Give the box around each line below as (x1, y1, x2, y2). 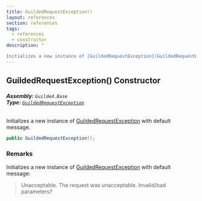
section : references (6, 20, 58, 26)
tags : (6, 25, 20, 32)
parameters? (20, 188, 53, 195)
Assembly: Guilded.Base (6, 92, 68, 99)
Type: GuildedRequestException (6, 99, 85, 106)
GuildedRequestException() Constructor (6, 76, 161, 86)
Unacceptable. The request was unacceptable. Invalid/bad (20, 181, 167, 188)
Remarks (6, 150, 33, 158)
